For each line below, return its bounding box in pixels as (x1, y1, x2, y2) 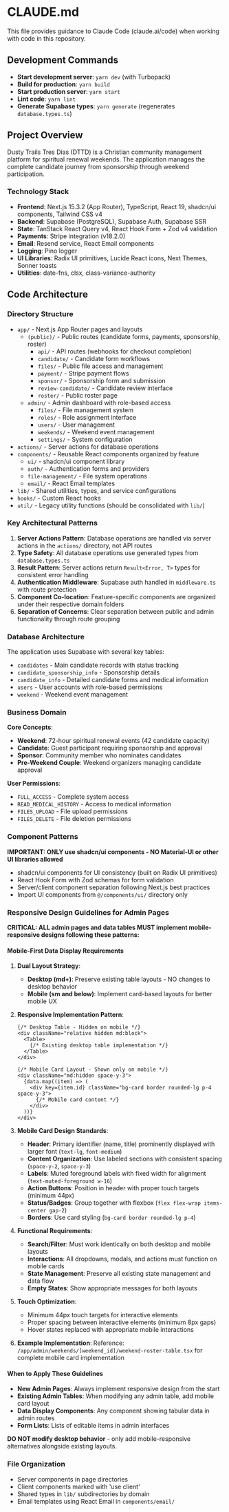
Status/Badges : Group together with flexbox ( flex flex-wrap (27, 1199, 201, 1207)
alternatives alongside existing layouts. (7, 1442, 117, 1451)
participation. (7, 170, 45, 178)
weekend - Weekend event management (17, 690, 129, 699)
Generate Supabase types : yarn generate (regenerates (17, 101, 175, 110)
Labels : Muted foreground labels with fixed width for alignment (27, 1170, 206, 1178)
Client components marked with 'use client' (17, 1482, 141, 1491)
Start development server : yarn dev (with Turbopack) (17, 72, 171, 81)
